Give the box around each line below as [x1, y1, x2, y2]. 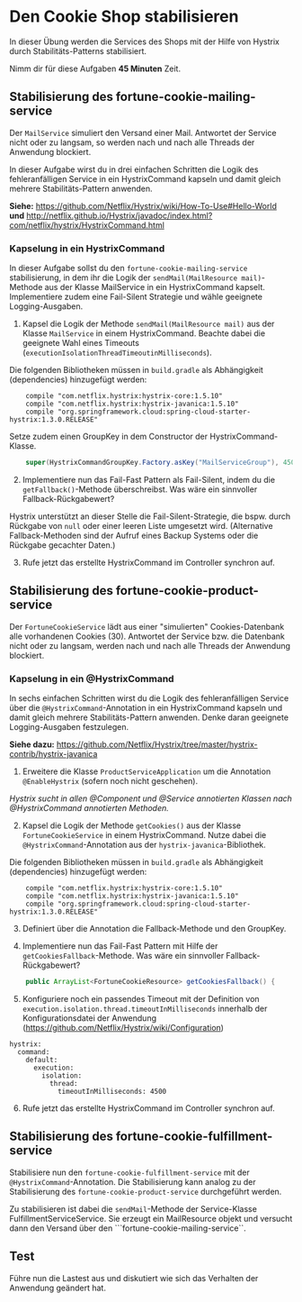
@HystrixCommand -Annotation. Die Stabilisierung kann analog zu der [9, 1176, 256, 1187]
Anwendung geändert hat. [9, 1282, 106, 1293]
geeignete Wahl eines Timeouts [22, 338, 139, 349]
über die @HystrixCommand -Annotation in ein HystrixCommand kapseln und [9, 703, 283, 714]
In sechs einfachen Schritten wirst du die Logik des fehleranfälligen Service [9, 693, 289, 704]
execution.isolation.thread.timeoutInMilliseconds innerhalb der [22, 1003, 268, 1014]
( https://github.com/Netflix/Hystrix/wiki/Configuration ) [22, 1022, 225, 1033]
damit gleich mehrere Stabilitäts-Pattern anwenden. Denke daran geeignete [9, 712, 289, 723]
